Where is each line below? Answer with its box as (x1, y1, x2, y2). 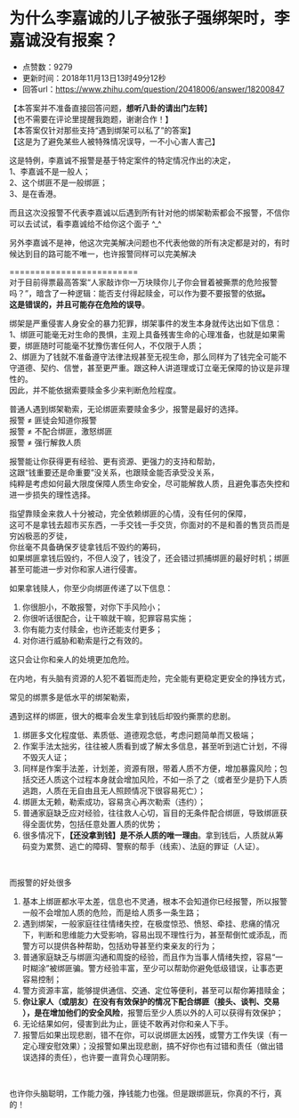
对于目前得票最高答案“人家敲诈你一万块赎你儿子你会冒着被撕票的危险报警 (9, 277, 279, 288)
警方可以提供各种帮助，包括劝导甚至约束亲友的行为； (21, 940, 218, 951)
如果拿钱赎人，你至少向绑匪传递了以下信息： (9, 582, 174, 593)
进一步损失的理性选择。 (9, 489, 95, 499)
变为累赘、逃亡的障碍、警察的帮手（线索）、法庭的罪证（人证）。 (29, 840, 264, 851)
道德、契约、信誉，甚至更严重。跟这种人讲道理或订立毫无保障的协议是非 (16, 362, 282, 373)
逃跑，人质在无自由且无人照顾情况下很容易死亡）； (21, 785, 206, 796)
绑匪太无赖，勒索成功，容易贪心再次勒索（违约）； (21, 796, 206, 806)
